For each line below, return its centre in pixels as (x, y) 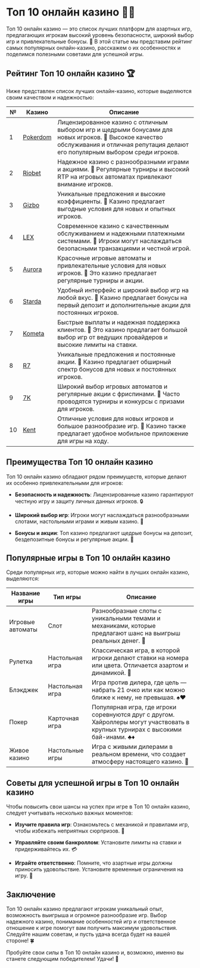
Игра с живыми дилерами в (132, 747)
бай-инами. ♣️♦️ (113, 737)
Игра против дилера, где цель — (139, 683)
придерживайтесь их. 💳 (46, 849)
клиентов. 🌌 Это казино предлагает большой (122, 330)
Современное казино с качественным (113, 226)
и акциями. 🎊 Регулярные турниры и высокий (123, 169)
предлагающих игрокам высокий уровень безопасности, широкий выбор (100, 35)
